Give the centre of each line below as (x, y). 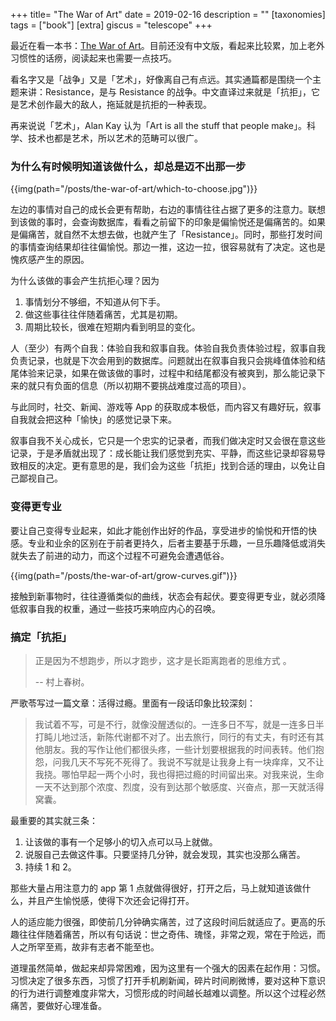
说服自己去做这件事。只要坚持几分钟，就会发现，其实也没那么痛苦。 (165, 854)
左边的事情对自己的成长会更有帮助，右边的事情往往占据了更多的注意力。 (159, 210)
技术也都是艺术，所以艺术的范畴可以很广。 (115, 138)
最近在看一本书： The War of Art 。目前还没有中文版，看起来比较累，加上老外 (167, 45)
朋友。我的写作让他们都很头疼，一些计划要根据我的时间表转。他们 (179, 749)
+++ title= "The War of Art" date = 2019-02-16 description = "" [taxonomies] (168, 14)
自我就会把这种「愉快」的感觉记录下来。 (93, 420)
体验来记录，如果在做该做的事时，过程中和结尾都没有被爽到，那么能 (159, 373)
